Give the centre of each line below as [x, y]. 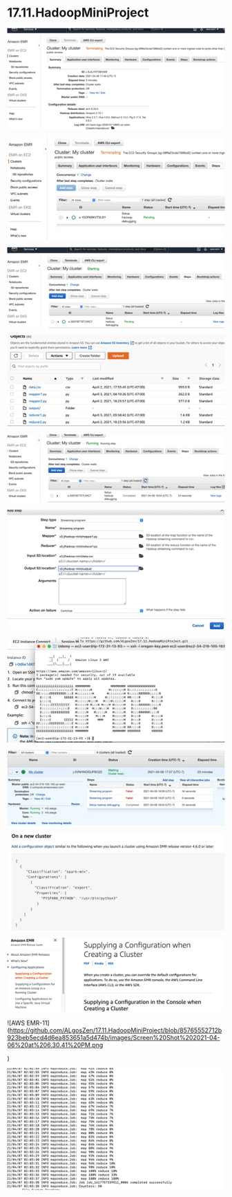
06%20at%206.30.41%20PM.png [55, 1045]
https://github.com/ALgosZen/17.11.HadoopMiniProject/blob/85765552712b [116, 1030]
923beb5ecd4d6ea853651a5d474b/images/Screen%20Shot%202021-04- [114, 1038]
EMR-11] [38, 1023]
